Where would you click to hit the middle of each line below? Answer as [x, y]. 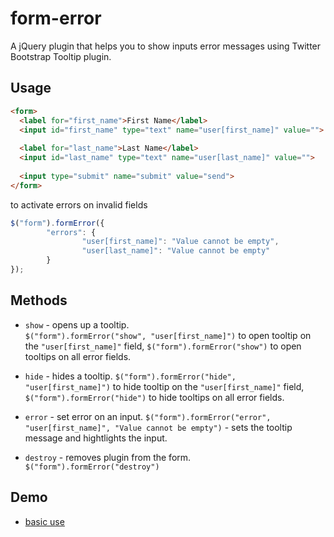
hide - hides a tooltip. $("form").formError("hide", [130, 376]
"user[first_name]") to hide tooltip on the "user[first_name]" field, [164, 386]
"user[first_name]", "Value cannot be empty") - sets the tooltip [158, 427]
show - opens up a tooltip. [77, 324]
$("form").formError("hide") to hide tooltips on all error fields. [154, 397]
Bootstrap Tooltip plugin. [61, 56]
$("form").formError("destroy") [92, 467]
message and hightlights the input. [96, 438]
